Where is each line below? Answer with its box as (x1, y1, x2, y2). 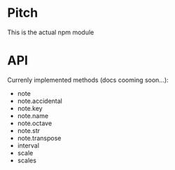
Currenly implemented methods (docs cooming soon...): (7, 76, 169, 84)
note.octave (17, 119, 52, 127)
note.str (17, 126, 41, 134)
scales (17, 156, 37, 164)
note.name (17, 111, 49, 120)
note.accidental (17, 97, 63, 105)
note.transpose (17, 134, 62, 142)
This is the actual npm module (7, 28, 94, 36)
